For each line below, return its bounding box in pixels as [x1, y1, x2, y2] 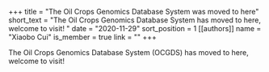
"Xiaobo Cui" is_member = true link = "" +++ [8, 32, 158, 42]
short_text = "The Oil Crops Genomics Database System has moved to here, [8, 15, 261, 25]
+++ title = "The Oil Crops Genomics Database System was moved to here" [8, 7, 259, 16]
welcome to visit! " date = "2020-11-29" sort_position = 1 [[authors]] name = [8, 24, 262, 33]
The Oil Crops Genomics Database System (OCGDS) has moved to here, [8, 48, 249, 57]
